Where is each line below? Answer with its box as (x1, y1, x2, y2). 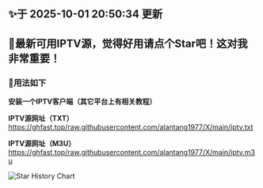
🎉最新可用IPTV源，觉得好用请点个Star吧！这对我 (8, 36, 248, 50)
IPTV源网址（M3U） (8, 139, 76, 149)
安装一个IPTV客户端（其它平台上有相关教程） (8, 97, 157, 107)
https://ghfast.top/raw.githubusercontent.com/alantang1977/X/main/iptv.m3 (8, 148, 256, 157)
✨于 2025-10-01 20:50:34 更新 (8, 7, 163, 21)
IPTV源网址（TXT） (8, 114, 74, 123)
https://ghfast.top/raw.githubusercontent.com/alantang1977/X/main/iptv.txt (8, 122, 253, 132)
